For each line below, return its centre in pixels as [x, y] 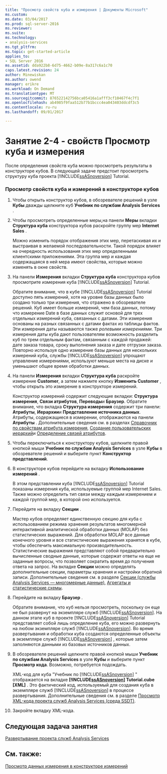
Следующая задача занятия [52, 726]
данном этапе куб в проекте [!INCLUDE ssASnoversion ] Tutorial [79, 618]
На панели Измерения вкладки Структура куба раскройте [76, 376]
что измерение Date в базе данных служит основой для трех [78, 313]
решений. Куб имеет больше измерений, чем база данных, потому [84, 308]
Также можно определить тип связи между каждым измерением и [84, 494]
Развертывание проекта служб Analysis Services [57, 738]
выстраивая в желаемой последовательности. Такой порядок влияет [86, 246]
